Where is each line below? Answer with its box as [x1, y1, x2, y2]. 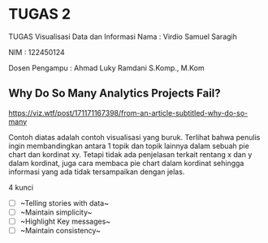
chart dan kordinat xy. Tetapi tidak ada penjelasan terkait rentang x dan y [8, 149, 253, 159]
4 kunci [8, 182, 34, 192]
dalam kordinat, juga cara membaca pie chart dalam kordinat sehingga [8, 158, 244, 168]
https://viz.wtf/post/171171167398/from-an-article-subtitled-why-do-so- [8, 108, 249, 117]
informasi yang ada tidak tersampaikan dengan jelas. [8, 167, 185, 177]
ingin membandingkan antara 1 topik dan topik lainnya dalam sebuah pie [8, 141, 249, 151]
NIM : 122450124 [8, 47, 65, 57]
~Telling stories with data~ [19, 198, 110, 207]
